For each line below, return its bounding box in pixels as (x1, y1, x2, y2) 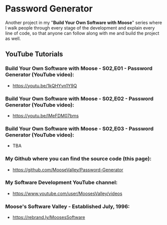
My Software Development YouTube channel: (5, 179, 118, 186)
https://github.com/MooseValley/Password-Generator (12, 166, 124, 172)
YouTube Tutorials (5, 50, 64, 58)
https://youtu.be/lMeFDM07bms (12, 112, 79, 118)
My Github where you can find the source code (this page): (5, 155, 152, 162)
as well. (5, 35, 21, 41)
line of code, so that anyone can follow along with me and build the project (5, 30, 159, 36)
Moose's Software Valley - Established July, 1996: (5, 203, 130, 210)
